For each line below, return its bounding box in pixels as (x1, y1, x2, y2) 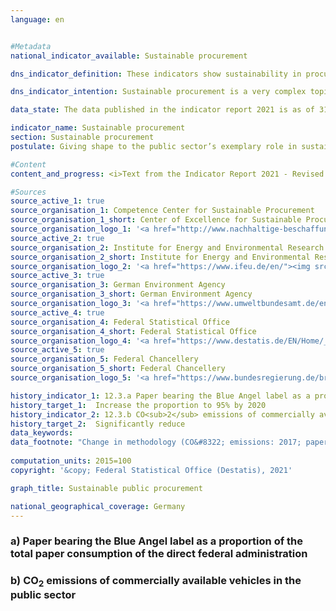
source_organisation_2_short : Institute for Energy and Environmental (10, 252, 311, 262)
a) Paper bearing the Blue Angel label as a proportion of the (10, 534, 304, 548)
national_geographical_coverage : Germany (10, 501, 186, 511)
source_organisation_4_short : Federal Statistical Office (10, 326, 257, 336)
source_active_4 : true (10, 307, 105, 318)
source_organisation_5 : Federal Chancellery (10, 354, 199, 365)
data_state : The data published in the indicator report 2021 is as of (10, 105, 315, 115)
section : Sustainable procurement (10, 132, 155, 142)
